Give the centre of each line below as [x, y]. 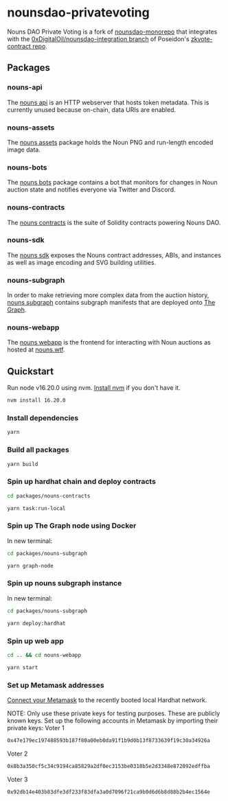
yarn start [23, 667]
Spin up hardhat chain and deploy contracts [82, 482]
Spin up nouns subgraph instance [65, 583]
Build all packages [38, 450]
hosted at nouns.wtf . [36, 350]
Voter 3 [18, 779]
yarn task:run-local [37, 508]
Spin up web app [35, 641]
